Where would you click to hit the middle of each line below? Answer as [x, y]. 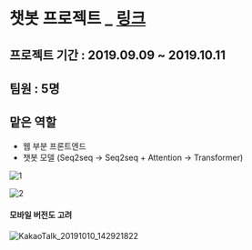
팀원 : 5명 [35, 89]
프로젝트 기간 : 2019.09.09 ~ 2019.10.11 [117, 55]
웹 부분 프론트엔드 [54, 145]
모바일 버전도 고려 [41, 215]
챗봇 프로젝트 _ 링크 [78, 19]
